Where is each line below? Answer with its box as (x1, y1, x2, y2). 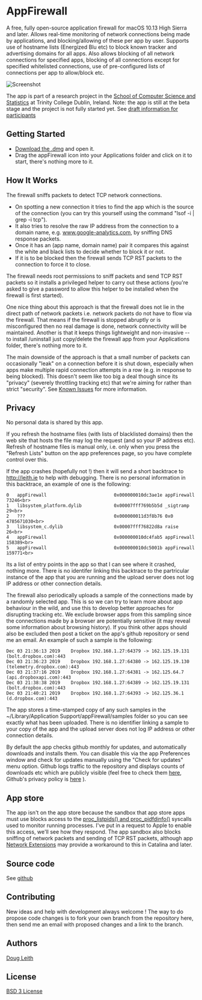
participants (6, 112, 36, 119)
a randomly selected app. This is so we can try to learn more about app (6, 598, 183, 605)
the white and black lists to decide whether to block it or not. (14, 248, 165, 255)
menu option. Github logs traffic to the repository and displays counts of (6, 763, 185, 770)
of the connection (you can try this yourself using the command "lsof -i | (14, 209, 195, 216)
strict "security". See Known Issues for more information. (6, 385, 147, 392)
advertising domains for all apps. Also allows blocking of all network (6, 49, 175, 57)
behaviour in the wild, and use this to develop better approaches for (6, 605, 174, 612)
